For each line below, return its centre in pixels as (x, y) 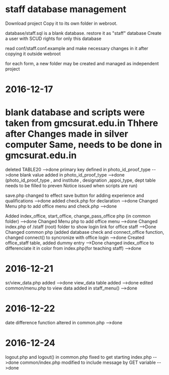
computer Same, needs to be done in (84, 145)
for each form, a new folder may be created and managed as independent (82, 63)
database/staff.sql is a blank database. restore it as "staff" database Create (83, 33)
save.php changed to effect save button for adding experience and (75, 195)
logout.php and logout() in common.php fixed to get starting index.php (78, 357)
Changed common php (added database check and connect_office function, (85, 232)
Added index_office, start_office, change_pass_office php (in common (78, 216)
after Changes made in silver (67, 134)
